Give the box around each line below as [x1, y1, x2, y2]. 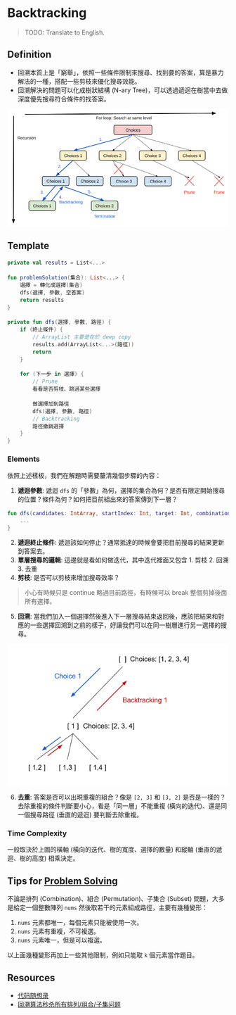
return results [20, 296, 65, 303]
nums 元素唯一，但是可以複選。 [17, 936, 107, 945]
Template [7, 239, 50, 251]
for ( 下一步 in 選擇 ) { [20, 371, 84, 378]
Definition [7, 49, 51, 61]
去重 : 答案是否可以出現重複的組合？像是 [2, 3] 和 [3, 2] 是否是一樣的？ [17, 793, 226, 802]
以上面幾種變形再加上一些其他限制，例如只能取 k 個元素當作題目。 [7, 951, 199, 959]
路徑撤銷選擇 [32, 422, 65, 430]
